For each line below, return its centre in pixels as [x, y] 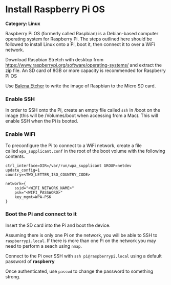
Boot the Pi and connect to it [41, 214]
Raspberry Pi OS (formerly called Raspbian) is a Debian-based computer [82, 33]
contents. [15, 156]
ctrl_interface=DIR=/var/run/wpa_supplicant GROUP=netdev [68, 165]
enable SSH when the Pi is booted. [42, 121]
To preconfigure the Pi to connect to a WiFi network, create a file [73, 145]
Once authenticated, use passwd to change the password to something [79, 271]
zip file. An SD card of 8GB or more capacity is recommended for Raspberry [86, 70]
